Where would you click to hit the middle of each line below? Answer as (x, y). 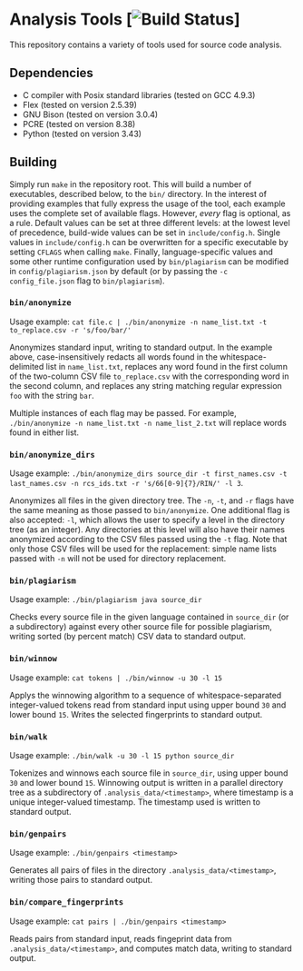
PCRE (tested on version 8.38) (79, 124)
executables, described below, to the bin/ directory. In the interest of (138, 193)
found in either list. (44, 432)
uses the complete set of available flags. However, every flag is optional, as (150, 213)
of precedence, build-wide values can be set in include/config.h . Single (145, 233)
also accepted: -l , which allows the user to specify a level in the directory (147, 520)
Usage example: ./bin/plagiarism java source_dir (106, 599)
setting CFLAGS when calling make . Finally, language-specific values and (142, 252)
